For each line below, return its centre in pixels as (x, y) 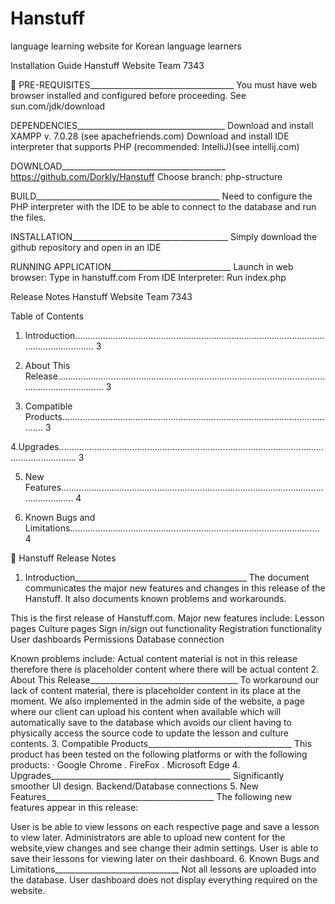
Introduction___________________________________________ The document (167, 577)
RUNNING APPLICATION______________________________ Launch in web (152, 266)
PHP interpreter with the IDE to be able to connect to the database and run (163, 206)
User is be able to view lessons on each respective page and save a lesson (165, 826)
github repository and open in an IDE (86, 247)
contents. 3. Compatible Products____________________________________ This (161, 743)
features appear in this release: (74, 807)
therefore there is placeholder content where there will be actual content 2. (165, 669)
